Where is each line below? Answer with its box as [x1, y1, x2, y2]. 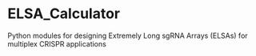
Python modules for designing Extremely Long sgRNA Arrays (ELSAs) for [7, 31, 249, 40]
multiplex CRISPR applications [7, 39, 107, 48]
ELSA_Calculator [7, 5, 121, 23]
